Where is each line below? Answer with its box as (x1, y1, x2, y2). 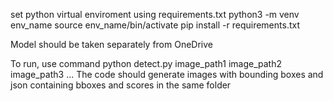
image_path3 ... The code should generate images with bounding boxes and (10, 69, 324, 80)
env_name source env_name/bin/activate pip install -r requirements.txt (10, 19, 300, 31)
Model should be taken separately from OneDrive (10, 39, 214, 50)
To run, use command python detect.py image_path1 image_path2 (10, 58, 282, 69)
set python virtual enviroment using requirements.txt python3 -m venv (10, 9, 300, 20)
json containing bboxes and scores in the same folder (10, 79, 232, 91)
